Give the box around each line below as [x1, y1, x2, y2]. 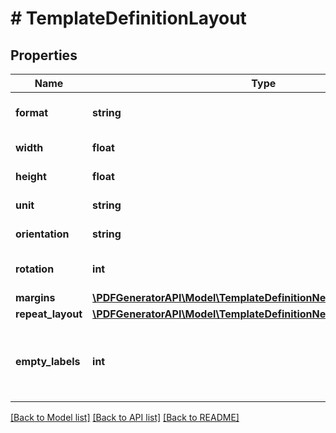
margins [15, 291, 56, 304]
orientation [15, 227, 70, 241]
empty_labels [15, 355, 81, 368]
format [15, 106, 49, 119]
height [15, 170, 47, 183]
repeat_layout [15, 307, 83, 321]
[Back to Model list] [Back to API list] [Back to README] [10, 412, 240, 423]
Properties [10, 47, 78, 64]
